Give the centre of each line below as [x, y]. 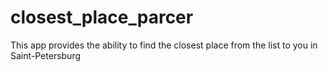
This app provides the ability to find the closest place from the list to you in [164, 45]
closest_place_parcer [102, 17]
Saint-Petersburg [46, 55]
